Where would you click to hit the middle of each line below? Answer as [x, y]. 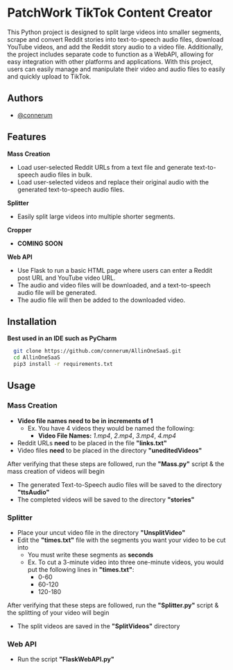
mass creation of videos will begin [56, 471]
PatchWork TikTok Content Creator [110, 13]
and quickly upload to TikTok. [49, 76]
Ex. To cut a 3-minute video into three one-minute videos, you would [126, 562]
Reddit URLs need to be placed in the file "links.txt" [92, 442]
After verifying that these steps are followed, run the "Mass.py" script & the [116, 463]
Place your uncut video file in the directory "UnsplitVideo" [101, 532]
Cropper [19, 230]
